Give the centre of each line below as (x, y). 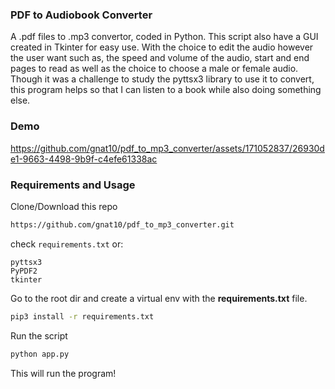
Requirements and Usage (73, 185)
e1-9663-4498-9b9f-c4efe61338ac (84, 159)
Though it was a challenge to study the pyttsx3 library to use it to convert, (162, 79)
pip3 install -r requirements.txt (82, 316)
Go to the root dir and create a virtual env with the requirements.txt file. (159, 298)
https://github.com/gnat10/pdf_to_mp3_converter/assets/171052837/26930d (167, 148)
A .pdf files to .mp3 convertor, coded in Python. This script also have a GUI (164, 37)
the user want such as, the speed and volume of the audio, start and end (160, 58)
